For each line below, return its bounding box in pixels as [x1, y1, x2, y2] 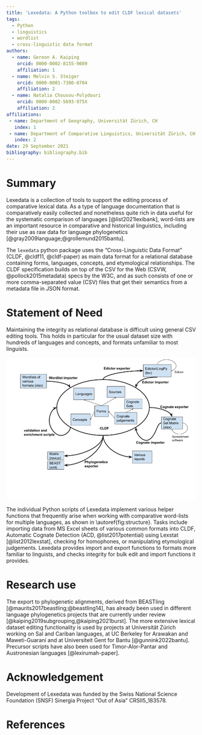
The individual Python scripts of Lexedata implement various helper [6, 505, 174, 513]
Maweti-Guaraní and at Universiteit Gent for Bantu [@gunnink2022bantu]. [6, 636, 190, 643]
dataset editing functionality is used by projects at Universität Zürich [6, 623, 176, 631]
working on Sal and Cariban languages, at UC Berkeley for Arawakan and [6, 630, 188, 637]
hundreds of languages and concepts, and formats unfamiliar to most [6, 338, 178, 346]
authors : [6, 48, 28, 54]
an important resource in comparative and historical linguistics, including [6, 222, 187, 229]
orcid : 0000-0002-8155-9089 [17, 60, 87, 66]
